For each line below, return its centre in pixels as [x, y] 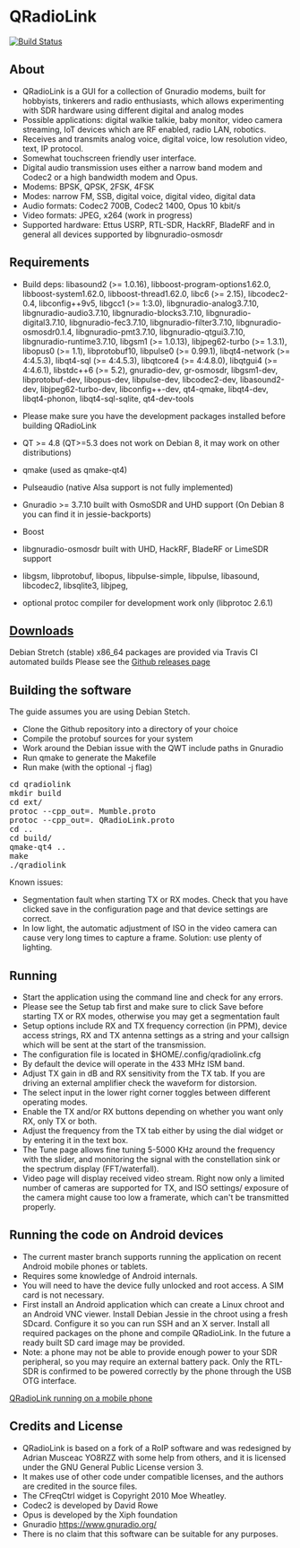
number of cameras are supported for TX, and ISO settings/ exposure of [155, 1188]
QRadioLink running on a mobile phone [81, 1398]
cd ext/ [26, 802]
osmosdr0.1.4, [48, 332]
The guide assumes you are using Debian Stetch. [100, 712]
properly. [39, 1207]
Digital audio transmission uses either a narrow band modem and [142, 167]
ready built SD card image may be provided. [103, 1342]
